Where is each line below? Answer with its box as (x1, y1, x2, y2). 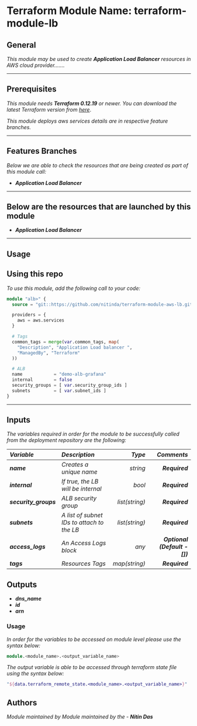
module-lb (6, 16, 58, 30)
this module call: (6, 168, 46, 175)
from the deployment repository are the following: (6, 437, 126, 444)
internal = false (12, 377, 72, 383)
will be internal (61, 485, 102, 493)
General (6, 40, 37, 50)
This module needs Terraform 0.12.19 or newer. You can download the (6, 100, 177, 107)
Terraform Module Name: (6, 4, 132, 18)
